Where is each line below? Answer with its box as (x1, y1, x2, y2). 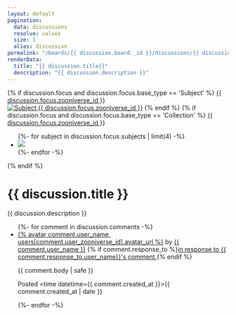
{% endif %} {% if (144, 103, 197, 112)
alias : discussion (13, 43, 68, 50)
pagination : (7, 17, 42, 24)
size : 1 (13, 37, 37, 44)
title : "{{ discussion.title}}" (13, 63, 109, 70)
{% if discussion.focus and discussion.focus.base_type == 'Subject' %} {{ (7, 89, 222, 97)
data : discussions (13, 23, 68, 30)
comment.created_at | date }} (17, 288, 103, 296)
